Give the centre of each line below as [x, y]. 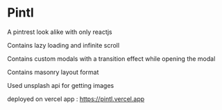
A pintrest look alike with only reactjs [60, 32]
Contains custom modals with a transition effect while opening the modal [111, 58]
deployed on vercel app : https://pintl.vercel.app [76, 99]
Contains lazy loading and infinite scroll [63, 45]
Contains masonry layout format [53, 72]
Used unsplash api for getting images [61, 85]
